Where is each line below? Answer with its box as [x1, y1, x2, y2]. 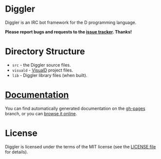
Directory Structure [5, 46, 85, 57]
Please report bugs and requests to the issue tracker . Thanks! [5, 29, 132, 35]
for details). [5, 149, 28, 155]
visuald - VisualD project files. [12, 67, 73, 73]
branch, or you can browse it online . [5, 110, 77, 116]
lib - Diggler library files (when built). [12, 72, 88, 78]
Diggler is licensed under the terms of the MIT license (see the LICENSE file [5, 143, 156, 149]
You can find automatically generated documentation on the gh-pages [5, 106, 145, 111]
